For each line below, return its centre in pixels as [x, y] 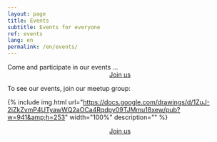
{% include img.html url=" [45, 102]
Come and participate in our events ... [63, 67]
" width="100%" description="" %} [116, 117]
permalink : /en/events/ [43, 47]
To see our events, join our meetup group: [69, 88]
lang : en [20, 40]
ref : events [25, 34]
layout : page [27, 14]
